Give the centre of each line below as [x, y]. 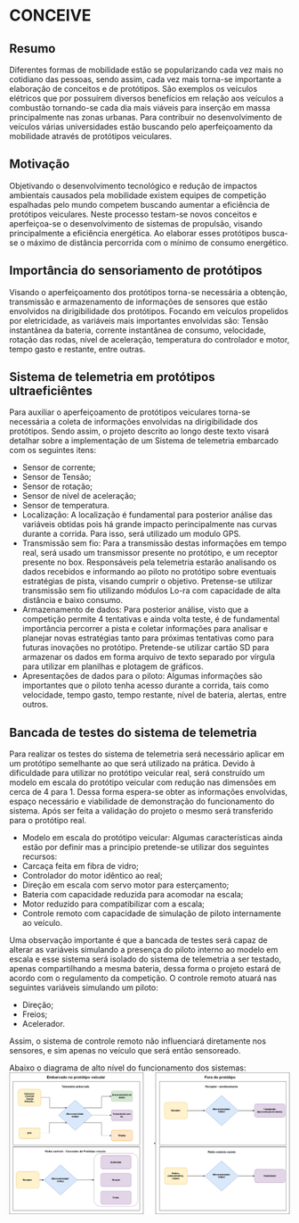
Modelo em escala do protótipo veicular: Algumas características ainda [152, 838]
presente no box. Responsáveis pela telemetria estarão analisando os [149, 562]
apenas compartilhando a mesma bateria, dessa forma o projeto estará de [145, 969]
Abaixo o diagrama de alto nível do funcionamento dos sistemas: [128, 1068]
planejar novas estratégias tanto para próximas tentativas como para [148, 638]
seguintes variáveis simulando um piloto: [84, 987]
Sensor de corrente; [59, 467]
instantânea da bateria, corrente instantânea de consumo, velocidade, [138, 330]
